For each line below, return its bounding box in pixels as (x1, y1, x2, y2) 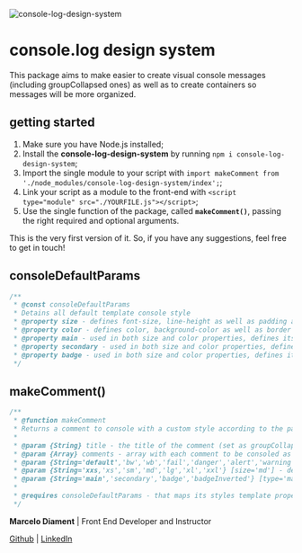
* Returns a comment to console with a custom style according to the (13, 424, 283, 433)
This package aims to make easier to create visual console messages (9, 69, 267, 80)
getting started (9, 115, 95, 130)
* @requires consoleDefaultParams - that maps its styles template (13, 491, 271, 500)
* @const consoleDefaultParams (13, 300, 130, 309)
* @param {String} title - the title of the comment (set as (13, 441, 247, 450)
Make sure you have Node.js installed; (22, 138, 164, 149)
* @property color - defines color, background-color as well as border (13, 326, 292, 334)
